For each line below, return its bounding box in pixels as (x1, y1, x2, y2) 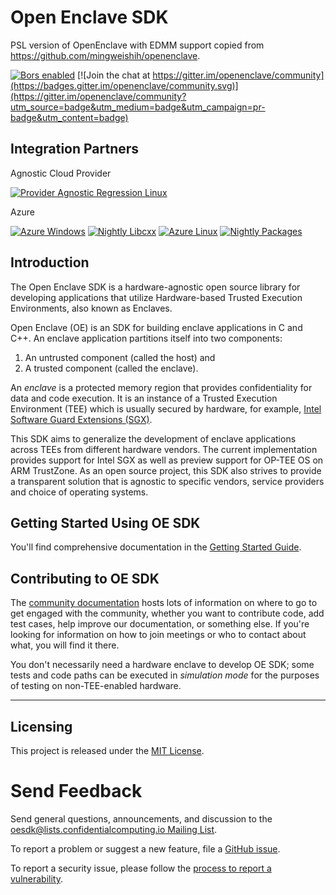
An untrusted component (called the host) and (24, 351, 216, 363)
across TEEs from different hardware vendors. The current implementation (10, 443, 318, 455)
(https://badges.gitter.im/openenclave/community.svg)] (10, 79, 239, 91)
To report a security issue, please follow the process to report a (10, 862, 272, 874)
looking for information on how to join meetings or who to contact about (10, 629, 307, 641)
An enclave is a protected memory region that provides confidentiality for (10, 381, 313, 393)
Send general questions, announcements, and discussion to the (10, 812, 273, 825)
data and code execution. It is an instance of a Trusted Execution (10, 392, 278, 404)
